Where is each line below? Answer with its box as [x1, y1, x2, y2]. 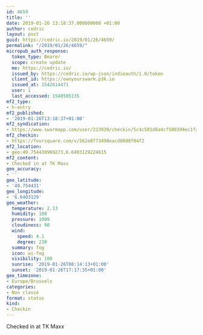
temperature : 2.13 [11, 205, 59, 211]
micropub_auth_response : [6, 48, 69, 54]
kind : [6, 301, 20, 307]
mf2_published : [6, 110, 45, 116]
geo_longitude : [6, 188, 45, 194]
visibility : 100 [11, 256, 53, 262]
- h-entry [6, 104, 31, 110]
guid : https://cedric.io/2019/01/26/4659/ [6, 37, 115, 43]
